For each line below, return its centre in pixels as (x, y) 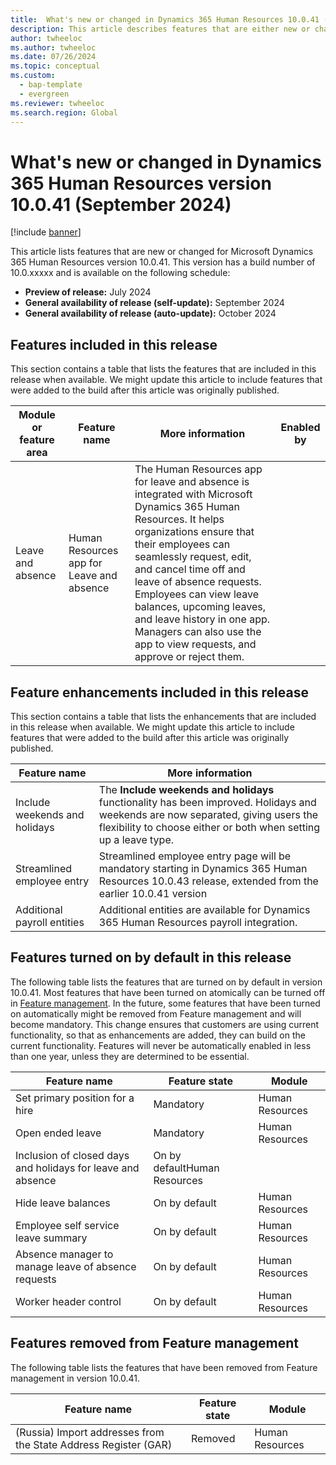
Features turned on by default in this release (151, 957)
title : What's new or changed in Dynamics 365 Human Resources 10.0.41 (165, 19)
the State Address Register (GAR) (94, 1444)
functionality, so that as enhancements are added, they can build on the (158, 1035)
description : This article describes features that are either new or (160, 29)
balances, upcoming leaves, (200, 607)
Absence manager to (64, 1254)
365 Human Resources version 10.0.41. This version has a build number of (163, 262)
